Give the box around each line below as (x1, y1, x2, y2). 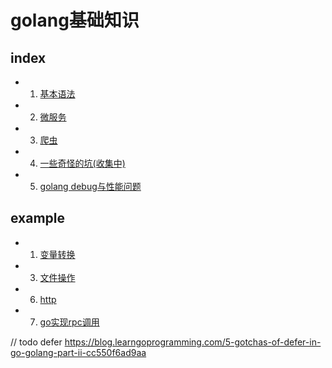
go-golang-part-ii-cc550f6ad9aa (10, 346, 147, 358)
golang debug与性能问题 (39, 181, 142, 192)
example (10, 210, 66, 227)
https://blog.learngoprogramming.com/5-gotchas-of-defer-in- (64, 336, 322, 348)
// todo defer (10, 336, 63, 348)
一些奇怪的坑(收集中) (39, 157, 126, 169)
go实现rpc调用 (39, 316, 100, 328)
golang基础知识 (10, 9, 140, 32)
